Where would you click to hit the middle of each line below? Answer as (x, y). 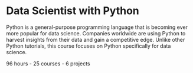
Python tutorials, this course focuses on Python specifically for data (89, 46)
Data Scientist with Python (73, 11)
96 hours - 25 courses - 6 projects (48, 64)
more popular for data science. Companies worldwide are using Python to (96, 33)
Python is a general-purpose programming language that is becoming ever (97, 27)
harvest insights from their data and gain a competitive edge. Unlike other (96, 39)
